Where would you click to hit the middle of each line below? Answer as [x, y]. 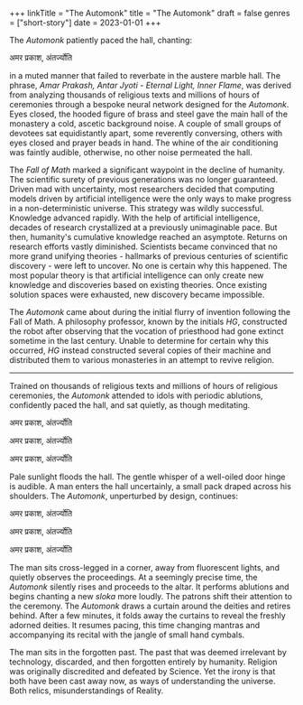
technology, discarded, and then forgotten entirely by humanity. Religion [143, 662]
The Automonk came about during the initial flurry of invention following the [150, 312]
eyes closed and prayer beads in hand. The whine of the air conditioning [144, 143]
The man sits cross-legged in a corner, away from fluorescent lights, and [144, 567]
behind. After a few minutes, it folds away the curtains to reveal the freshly [147, 616]
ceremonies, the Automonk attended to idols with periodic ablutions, [136, 395]
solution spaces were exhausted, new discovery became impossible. [137, 294]
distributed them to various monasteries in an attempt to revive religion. [142, 360]
